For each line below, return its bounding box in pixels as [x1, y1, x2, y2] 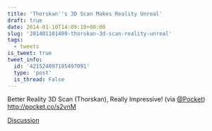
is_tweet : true [7, 50, 52, 57]
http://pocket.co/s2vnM [7, 103, 76, 111]
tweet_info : [7, 56, 42, 63]
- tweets [13, 43, 40, 50]
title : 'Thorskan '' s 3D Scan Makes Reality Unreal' [7, 10, 163, 18]
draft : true [7, 17, 42, 24]
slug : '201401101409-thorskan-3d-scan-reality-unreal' [7, 30, 172, 37]
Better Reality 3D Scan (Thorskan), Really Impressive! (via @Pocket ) [7, 95, 206, 104]
